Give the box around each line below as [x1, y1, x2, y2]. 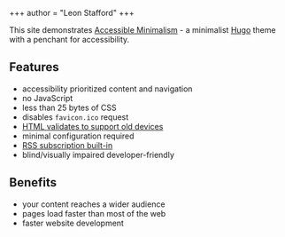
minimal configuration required [21, 130, 135, 141]
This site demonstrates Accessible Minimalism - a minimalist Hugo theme [9, 25, 276, 35]
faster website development [21, 217, 124, 228]
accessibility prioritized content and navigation [21, 83, 193, 94]
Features [9, 59, 59, 75]
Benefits [9, 175, 58, 190]
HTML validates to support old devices [21, 121, 164, 131]
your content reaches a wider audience [21, 199, 166, 209]
